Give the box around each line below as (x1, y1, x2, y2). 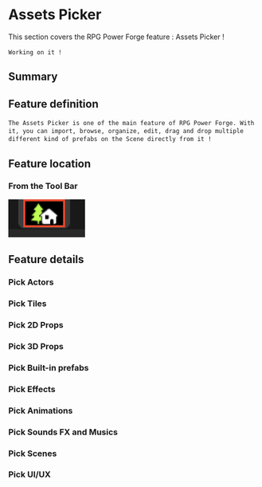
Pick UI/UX (8, 469, 51, 480)
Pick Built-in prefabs (8, 362, 89, 373)
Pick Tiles (8, 298, 47, 309)
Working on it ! (8, 48, 62, 57)
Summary (8, 70, 58, 84)
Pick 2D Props (8, 319, 64, 330)
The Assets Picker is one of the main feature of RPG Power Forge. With (8, 120, 255, 128)
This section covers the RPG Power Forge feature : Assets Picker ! (8, 32, 225, 41)
